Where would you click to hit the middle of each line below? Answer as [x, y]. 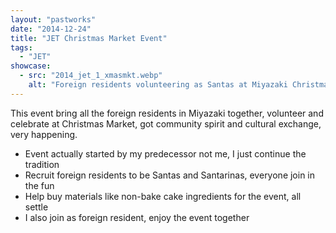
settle [36, 207]
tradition [42, 164]
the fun [39, 185]
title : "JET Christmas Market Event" [89, 38]
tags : [21, 47]
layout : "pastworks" [53, 19]
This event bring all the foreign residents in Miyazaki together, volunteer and [167, 113]
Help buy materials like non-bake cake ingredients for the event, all [163, 196]
